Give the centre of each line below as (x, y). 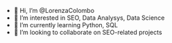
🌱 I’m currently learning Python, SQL (66, 25)
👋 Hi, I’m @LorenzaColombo (54, 11)
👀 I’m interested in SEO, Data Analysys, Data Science (89, 18)
